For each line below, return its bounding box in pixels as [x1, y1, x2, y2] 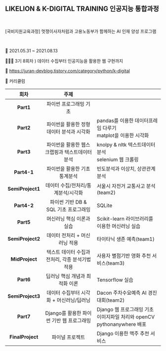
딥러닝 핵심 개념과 [46, 273, 85, 279]
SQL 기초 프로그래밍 [46, 206, 91, 213]
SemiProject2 [7, 235, 41, 242]
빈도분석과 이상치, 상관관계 [96, 165, 156, 172]
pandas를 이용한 [96, 117, 134, 124]
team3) [108, 260, 125, 267]
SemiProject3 [7, 293, 41, 300]
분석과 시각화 [61, 128, 90, 135]
